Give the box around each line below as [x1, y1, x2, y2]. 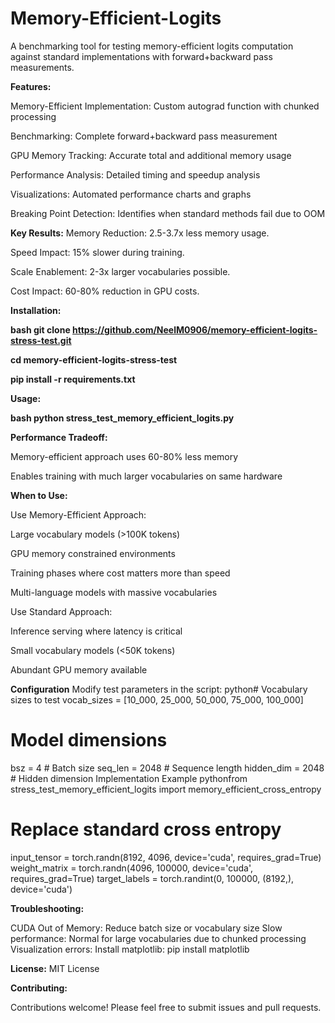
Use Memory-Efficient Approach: [10, 508, 147, 521]
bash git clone [10, 323, 71, 336]
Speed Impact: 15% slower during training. [10, 246, 185, 258]
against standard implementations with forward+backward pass [10, 50, 273, 62]
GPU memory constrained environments [10, 547, 176, 559]
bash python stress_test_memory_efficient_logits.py [10, 412, 235, 424]
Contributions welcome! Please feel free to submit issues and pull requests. [10, 1001, 322, 1013]
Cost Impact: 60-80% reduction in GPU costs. [10, 285, 200, 297]
